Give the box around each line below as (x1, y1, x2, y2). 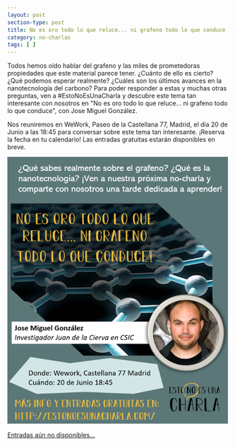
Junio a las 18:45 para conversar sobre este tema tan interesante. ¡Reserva (7, 128, 225, 136)
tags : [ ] (7, 41, 37, 49)
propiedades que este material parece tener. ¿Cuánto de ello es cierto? (7, 69, 214, 78)
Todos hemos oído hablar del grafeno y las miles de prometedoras (7, 61, 200, 70)
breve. (7, 143, 26, 151)
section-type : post (7, 18, 65, 26)
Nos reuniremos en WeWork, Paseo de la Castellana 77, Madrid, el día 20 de (7, 120, 228, 129)
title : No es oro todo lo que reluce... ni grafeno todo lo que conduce (7, 26, 226, 33)
